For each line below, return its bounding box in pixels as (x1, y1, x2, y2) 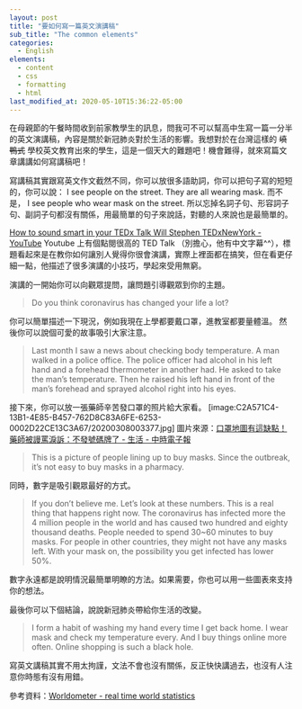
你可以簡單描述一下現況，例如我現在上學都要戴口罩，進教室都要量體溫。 (9, 316, 277, 327)
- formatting (17, 80, 67, 89)
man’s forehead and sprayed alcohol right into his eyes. (31, 383, 236, 394)
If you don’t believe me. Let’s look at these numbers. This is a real (31, 498, 274, 509)
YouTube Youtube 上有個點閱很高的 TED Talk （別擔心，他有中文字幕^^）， (9, 238, 283, 248)
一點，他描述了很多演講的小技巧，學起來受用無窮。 (16, 260, 207, 271)
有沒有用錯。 (40, 671, 88, 682)
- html (17, 88, 42, 97)
